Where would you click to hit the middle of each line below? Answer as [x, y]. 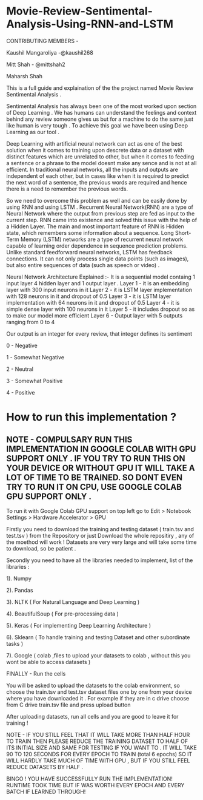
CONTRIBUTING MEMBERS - [42, 41]
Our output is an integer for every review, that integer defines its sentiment [99, 334]
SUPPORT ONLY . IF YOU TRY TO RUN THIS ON [96, 459]
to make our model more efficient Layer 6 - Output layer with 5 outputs [95, 315]
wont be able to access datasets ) [48, 662]
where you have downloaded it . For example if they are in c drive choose [98, 698]
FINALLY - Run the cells [36, 673]
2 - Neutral [20, 369]
